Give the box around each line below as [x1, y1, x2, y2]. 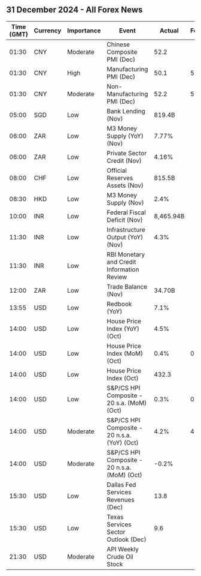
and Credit [106, 257, 136, 266]
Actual [159, 26, 179, 35]
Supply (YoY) [106, 131, 144, 140]
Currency [33, 26, 62, 35]
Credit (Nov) [106, 156, 142, 164]
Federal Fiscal [106, 208, 147, 217]
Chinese [106, 40, 130, 49]
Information [106, 265, 139, 274]
